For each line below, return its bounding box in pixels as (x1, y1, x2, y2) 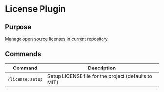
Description (88, 65, 116, 71)
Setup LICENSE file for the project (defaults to (47, 72, 152, 79)
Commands (5, 50, 41, 58)
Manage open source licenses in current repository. (5, 36, 109, 42)
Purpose (5, 23, 32, 31)
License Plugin (5, 3, 66, 15)
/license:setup (7, 76, 43, 82)
